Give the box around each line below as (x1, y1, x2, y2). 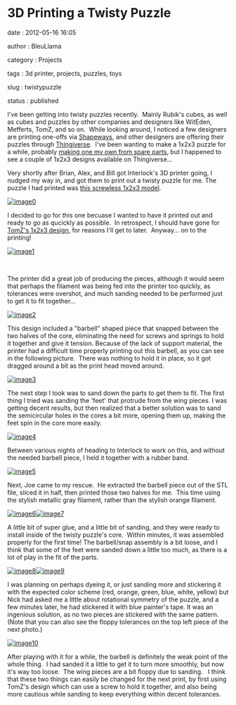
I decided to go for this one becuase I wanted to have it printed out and (7, 211, 213, 219)
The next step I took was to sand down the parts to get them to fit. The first (7, 389, 225, 397)
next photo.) (7, 625, 43, 633)
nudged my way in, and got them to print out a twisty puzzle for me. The (7, 176, 216, 185)
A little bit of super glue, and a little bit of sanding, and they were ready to (7, 523, 220, 531)
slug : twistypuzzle (7, 82, 62, 91)
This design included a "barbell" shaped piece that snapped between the (7, 324, 219, 332)
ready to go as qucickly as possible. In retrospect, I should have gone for (7, 218, 220, 227)
